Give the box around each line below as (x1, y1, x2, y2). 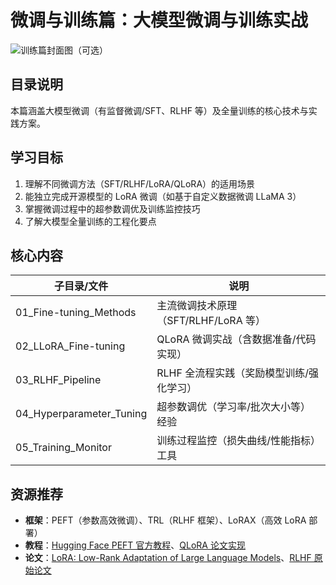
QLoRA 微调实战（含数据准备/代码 (156, 332, 317, 346)
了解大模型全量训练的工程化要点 (24, 215, 157, 227)
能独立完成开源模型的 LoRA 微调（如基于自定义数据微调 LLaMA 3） (24, 190, 302, 202)
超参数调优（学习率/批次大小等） (156, 400, 312, 414)
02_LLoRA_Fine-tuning (15, 339, 126, 353)
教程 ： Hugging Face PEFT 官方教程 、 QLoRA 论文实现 (24, 539, 246, 551)
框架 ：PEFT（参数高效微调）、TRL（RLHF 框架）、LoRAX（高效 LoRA (24, 514, 307, 526)
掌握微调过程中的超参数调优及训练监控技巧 (24, 202, 201, 215)
